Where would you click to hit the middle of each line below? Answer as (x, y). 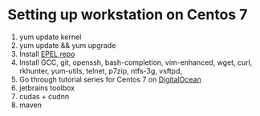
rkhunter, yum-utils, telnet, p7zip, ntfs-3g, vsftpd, (100, 70)
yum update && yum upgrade (67, 45)
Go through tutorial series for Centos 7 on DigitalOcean (110, 79)
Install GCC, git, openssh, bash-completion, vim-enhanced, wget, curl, (136, 62)
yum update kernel (50, 37)
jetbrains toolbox (47, 88)
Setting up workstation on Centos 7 (128, 15)
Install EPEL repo (47, 54)
